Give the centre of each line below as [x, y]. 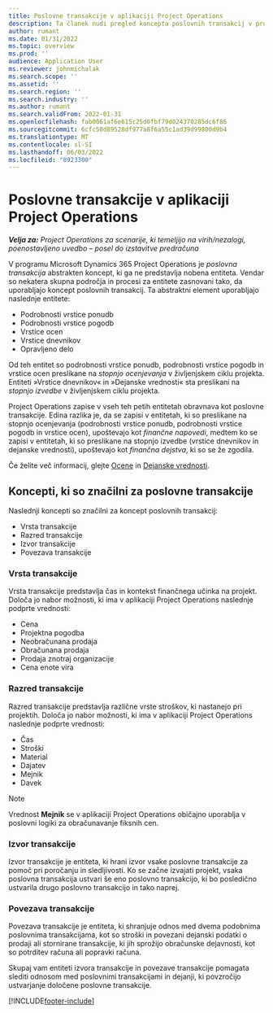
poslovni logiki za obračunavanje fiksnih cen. [84, 823]
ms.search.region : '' [45, 92]
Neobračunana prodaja [58, 642]
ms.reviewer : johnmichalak [54, 69]
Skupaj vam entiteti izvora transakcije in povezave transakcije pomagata [129, 968]
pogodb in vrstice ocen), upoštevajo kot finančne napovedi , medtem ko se [133, 433]
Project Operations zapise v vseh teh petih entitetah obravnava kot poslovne [136, 407]
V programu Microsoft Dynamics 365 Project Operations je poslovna [123, 264]
